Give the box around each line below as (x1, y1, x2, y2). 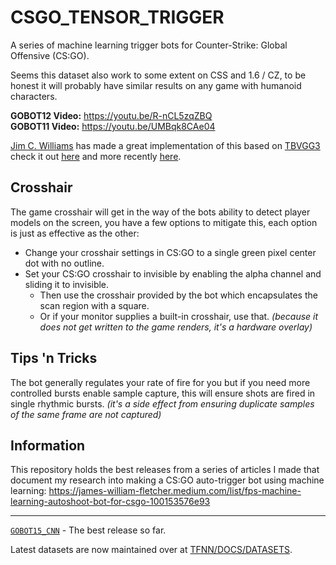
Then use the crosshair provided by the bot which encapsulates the (39, 289, 318, 301)
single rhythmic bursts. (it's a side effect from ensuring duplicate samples (10, 397, 315, 410)
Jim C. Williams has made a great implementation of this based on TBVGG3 (10, 139, 321, 151)
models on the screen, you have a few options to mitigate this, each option (10, 216, 318, 228)
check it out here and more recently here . (10, 150, 182, 162)
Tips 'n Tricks (10, 350, 98, 367)
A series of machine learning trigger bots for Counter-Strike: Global (10, 39, 288, 51)
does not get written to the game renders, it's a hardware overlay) (39, 321, 313, 333)
